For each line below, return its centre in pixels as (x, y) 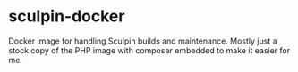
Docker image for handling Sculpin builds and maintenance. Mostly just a (143, 41)
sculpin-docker (67, 16)
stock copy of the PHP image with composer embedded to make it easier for (149, 50)
